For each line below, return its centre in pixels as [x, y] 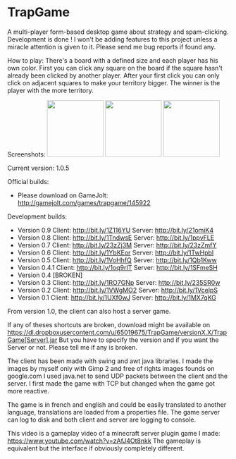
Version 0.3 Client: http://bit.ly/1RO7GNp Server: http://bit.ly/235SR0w [119, 282]
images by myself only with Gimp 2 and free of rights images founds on [111, 368]
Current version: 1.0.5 [38, 168]
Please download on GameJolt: [63, 195]
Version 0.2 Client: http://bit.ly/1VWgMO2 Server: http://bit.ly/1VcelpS [118, 290]
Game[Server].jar [32, 340]
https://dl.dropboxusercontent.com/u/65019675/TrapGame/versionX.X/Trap [117, 332]
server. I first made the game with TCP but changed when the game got [111, 383]
